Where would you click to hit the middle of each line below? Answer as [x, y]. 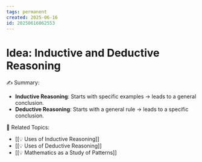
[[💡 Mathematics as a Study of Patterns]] [66, 153]
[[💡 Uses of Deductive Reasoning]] [58, 146]
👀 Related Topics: [28, 128]
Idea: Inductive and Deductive [83, 53]
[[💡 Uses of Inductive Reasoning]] [57, 139]
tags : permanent [27, 12]
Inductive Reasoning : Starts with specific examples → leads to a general [106, 96]
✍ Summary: [23, 83]
